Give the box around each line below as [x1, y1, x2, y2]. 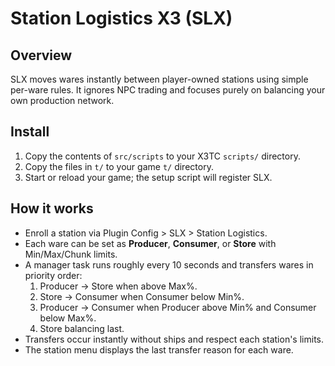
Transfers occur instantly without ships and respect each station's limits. [24, 333, 324, 345]
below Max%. [39, 312, 97, 324]
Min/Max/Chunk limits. [24, 248, 118, 260]
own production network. [10, 95, 115, 106]
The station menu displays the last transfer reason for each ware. [24, 343, 294, 356]
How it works [10, 200, 94, 217]
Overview [10, 47, 73, 64]
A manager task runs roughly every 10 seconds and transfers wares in [24, 258, 314, 271]
